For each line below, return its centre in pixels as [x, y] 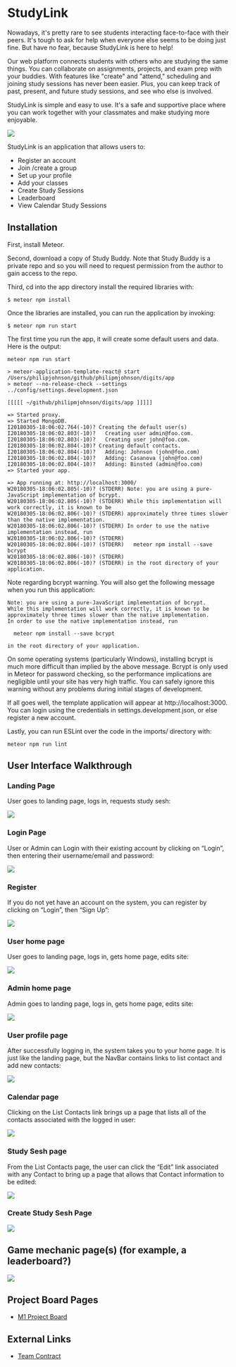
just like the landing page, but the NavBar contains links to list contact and [115, 1058]
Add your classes [43, 183]
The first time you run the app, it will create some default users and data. [113, 339]
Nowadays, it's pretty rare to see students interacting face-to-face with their [118, 32]
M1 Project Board [42, 1317]
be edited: [22, 1181]
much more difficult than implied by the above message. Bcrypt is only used [118, 666]
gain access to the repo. [42, 273]
